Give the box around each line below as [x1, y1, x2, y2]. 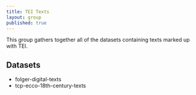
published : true [6, 20, 47, 26]
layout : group [6, 14, 42, 20]
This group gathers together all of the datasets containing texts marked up [6, 36, 190, 44]
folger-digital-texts [14, 76, 62, 83]
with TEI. [6, 42, 28, 50]
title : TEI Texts [6, 8, 50, 15]
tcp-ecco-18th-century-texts [14, 82, 86, 90]
